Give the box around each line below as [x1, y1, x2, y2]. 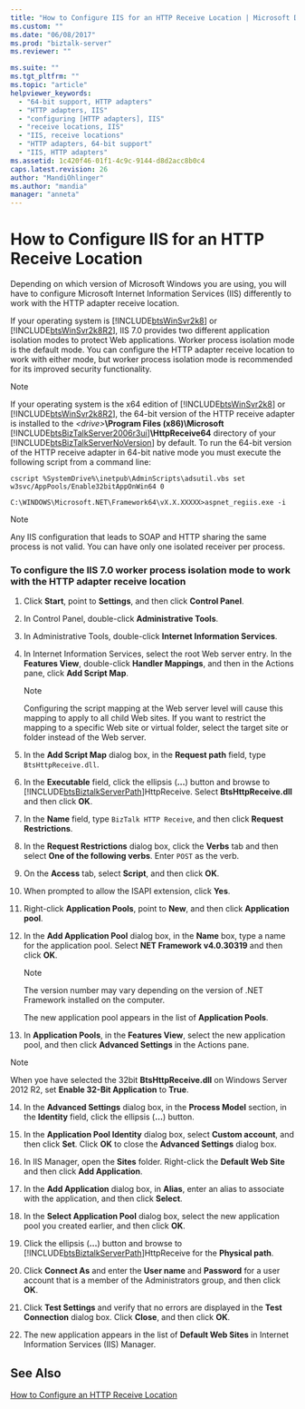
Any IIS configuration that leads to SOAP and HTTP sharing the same [10, 532, 267, 543]
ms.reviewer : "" [10, 47, 71, 56]
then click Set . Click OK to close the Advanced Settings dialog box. [23, 1138, 277, 1149]
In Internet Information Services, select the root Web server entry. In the [23, 648, 292, 659]
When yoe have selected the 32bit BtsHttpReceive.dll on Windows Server [10, 1075, 288, 1086]
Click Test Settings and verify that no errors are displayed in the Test [23, 1302, 283, 1313]
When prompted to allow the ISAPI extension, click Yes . [23, 886, 231, 897]
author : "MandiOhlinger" [10, 173, 104, 182]
